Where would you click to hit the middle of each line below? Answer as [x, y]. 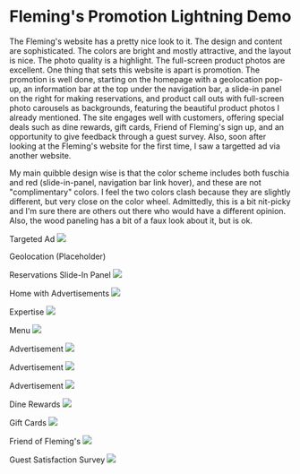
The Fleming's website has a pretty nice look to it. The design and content [146, 41]
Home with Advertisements [60, 293]
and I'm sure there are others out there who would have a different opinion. [148, 211]
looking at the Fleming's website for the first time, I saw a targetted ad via [145, 146]
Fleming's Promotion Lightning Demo [150, 17]
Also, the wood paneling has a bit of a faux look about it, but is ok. [131, 220]
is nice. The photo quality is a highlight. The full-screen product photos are [147, 60]
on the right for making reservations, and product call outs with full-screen [147, 98]
